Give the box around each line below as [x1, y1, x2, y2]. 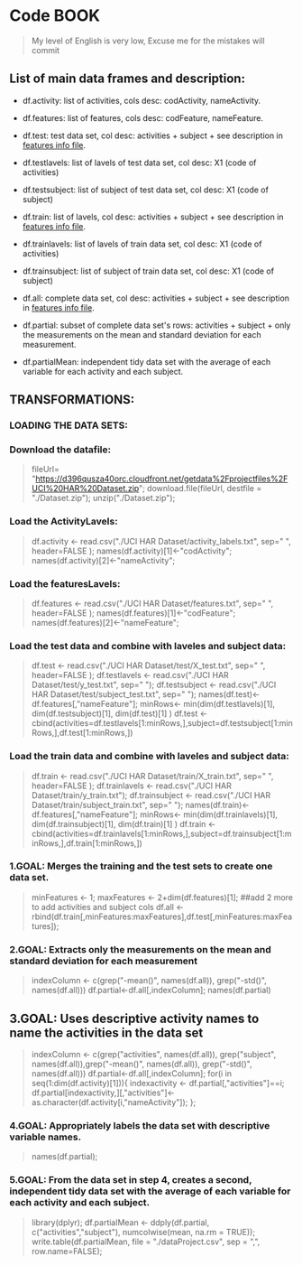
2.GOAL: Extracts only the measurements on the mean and [9, 943, 272, 955]
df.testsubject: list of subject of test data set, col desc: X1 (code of [22, 184, 269, 195]
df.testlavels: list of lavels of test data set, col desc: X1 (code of [22, 157, 257, 168]
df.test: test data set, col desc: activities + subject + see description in [22, 130, 284, 141]
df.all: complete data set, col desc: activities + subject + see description [22, 293, 290, 303]
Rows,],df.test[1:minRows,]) [31, 728, 133, 739]
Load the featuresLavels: [9, 577, 121, 590]
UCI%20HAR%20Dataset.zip [31, 483, 140, 494]
